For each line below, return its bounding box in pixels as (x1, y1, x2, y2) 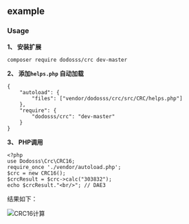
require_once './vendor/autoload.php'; (7, 164, 122, 170)
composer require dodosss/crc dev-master (7, 56, 128, 63)
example (7, 5, 45, 17)
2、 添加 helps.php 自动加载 (7, 69, 84, 78)
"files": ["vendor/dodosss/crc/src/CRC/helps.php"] (32, 95, 184, 102)
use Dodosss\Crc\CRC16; (7, 157, 76, 164)
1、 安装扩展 (7, 43, 42, 51)
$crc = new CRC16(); (7, 170, 67, 177)
